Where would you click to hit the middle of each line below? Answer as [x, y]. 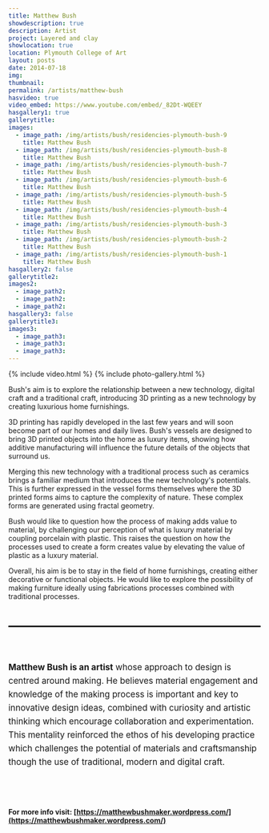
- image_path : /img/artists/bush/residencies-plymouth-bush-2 [121, 240]
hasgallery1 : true [39, 113]
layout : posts [32, 61]
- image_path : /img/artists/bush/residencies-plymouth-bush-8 [121, 150]
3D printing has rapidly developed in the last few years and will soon [121, 422]
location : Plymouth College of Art [68, 53]
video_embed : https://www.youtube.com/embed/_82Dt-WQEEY [105, 105]
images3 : [23, 329]
